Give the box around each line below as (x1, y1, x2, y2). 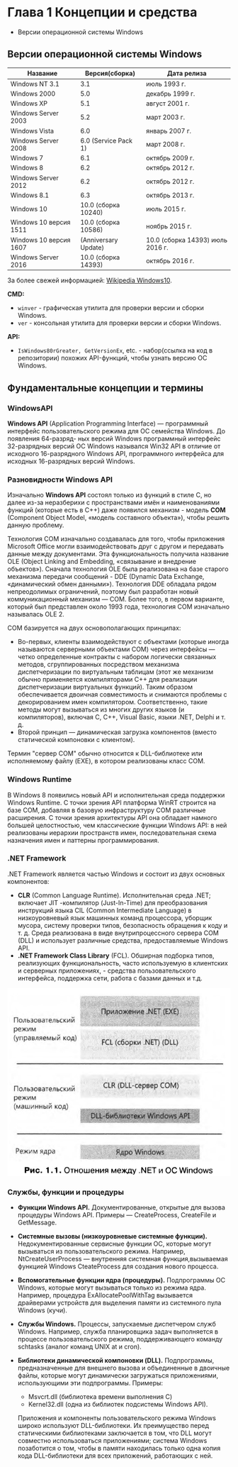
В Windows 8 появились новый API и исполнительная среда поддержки (7, 790, 225, 799)
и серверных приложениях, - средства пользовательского (17, 966, 196, 975)
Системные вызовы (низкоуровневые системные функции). (17, 1232, 208, 1241)
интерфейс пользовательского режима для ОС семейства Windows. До (7, 426, 225, 435)
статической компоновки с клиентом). (17, 736, 135, 744)
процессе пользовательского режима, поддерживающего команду (17, 1335, 223, 1344)
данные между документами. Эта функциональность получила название (7, 550, 229, 558)
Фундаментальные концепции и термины (7, 382, 204, 394)
